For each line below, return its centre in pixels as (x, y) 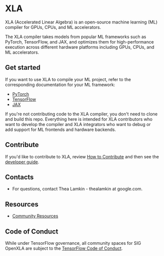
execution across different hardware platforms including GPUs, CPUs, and (80, 47)
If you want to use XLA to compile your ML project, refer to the (68, 79)
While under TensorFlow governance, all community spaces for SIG (73, 243)
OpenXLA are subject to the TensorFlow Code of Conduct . (64, 248)
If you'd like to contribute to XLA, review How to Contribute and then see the (82, 156)
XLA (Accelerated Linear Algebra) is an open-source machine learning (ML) (81, 22)
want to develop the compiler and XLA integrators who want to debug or (78, 124)
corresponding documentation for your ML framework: (60, 85)
